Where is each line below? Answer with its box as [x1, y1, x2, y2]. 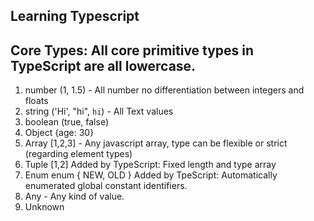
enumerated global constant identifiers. [24, 180, 188, 192]
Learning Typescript [10, 8, 140, 25]
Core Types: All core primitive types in [10, 42, 255, 59]
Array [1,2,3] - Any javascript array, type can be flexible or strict [24, 137, 288, 149]
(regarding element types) [24, 148, 133, 160]
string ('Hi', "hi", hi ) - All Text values [24, 105, 174, 118]
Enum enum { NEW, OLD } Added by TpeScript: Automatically [24, 169, 278, 181]
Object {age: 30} [24, 127, 95, 139]
